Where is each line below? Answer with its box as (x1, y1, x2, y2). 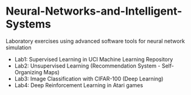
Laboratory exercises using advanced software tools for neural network (5, 37, 185, 44)
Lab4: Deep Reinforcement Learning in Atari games (14, 81, 144, 89)
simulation (5, 44, 32, 51)
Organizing (14, 68, 43, 76)
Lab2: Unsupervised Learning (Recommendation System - (14, 62, 161, 69)
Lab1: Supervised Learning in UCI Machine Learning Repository (14, 55, 173, 63)
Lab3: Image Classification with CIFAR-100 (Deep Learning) (14, 75, 164, 82)
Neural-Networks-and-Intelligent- (5, 4, 182, 18)
